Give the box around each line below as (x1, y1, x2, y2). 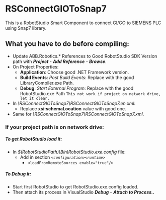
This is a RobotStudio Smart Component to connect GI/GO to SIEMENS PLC (5, 20, 161, 26)
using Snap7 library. (5, 25, 47, 31)
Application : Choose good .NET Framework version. (20, 69, 129, 75)
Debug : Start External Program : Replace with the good (20, 85, 134, 91)
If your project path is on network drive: (5, 123, 104, 130)
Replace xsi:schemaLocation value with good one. (20, 105, 126, 111)
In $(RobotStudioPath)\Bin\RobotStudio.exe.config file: (12, 149, 126, 155)
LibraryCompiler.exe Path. (20, 80, 74, 86)
